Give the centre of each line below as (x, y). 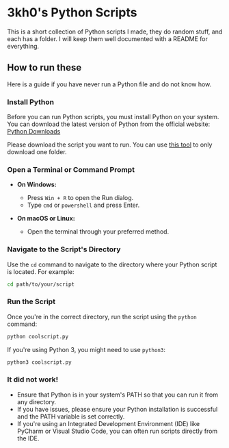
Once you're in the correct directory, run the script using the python (102, 316)
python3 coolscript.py (39, 362)
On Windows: (37, 185)
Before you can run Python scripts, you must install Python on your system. (113, 117)
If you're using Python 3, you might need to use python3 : (86, 349)
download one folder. (37, 152)
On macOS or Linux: (46, 219)
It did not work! (33, 379)
